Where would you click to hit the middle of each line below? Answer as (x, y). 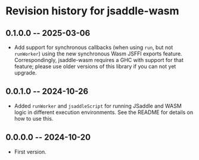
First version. (30, 152)
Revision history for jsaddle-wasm (92, 11)
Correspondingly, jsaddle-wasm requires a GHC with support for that (99, 60)
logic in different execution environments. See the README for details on (104, 112)
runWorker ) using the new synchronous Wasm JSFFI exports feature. (98, 54)
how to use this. (34, 118)
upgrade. (25, 73)
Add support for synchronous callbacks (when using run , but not (94, 47)
